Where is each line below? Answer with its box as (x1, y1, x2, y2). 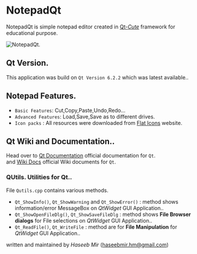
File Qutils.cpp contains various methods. (6, 187, 109, 194)
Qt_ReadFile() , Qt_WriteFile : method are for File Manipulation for (14, 223, 178, 230)
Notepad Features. (6, 91, 77, 101)
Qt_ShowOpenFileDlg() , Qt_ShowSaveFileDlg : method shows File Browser (14, 211, 191, 218)
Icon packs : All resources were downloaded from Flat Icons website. (14, 119, 183, 126)
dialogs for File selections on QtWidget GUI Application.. (14, 217, 152, 224)
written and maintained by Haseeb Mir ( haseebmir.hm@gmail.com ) (6, 241, 169, 248)
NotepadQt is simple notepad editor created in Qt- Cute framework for (6, 23, 176, 30)
